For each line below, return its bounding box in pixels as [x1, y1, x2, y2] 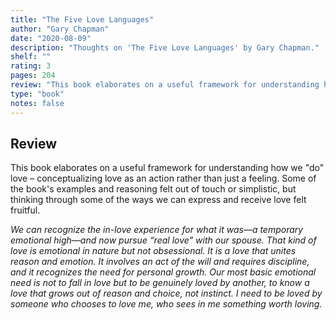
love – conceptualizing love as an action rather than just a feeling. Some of [10, 172, 317, 185]
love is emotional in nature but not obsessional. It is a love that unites [10, 245, 297, 257]
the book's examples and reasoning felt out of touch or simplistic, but [10, 183, 297, 195]
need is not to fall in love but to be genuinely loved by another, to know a [10, 277, 310, 289]
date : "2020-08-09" [10, 33, 92, 43]
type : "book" [10, 89, 65, 99]
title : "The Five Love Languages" [10, 14, 155, 25]
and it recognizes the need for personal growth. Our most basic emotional [10, 266, 317, 278]
